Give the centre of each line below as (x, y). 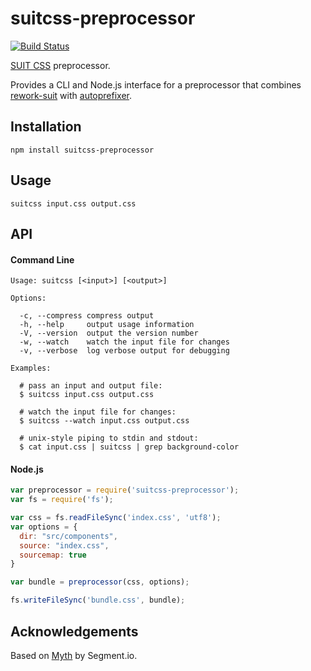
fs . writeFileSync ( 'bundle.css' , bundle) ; (98, 600)
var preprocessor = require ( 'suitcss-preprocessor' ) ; (125, 490)
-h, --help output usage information (107, 325)
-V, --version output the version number (109, 333)
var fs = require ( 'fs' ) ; (62, 500)
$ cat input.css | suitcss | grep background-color (129, 447)
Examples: (31, 368)
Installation (46, 127)
